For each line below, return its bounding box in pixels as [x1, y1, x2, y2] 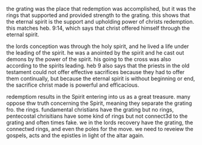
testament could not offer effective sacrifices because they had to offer [6, 69, 185, 75]
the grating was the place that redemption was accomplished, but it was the [6, 5, 196, 12]
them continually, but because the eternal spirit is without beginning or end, [6, 75, 195, 82]
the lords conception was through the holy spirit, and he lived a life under [6, 42, 189, 50]
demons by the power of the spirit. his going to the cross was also [6, 56, 172, 62]
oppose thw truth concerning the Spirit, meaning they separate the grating [6, 99, 192, 107]
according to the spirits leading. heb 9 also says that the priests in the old [6, 62, 190, 69]
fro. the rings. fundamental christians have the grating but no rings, [6, 106, 174, 113]
